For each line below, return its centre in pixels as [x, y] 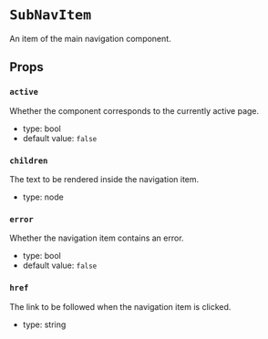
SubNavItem [51, 15]
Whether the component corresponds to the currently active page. [134, 110]
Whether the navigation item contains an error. [97, 238]
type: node [43, 197]
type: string [44, 324]
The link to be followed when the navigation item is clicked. [120, 306]
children [29, 160]
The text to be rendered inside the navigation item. [104, 179]
